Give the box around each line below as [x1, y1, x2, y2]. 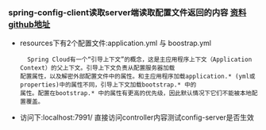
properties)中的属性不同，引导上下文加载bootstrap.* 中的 [19, 81, 197, 89]
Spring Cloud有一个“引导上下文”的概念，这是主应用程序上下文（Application [27, 55, 253, 64]
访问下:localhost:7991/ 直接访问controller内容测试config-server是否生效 [19, 113, 254, 122]
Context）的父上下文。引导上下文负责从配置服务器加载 [19, 64, 175, 72]
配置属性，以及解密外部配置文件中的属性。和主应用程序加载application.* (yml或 [19, 73, 256, 81]
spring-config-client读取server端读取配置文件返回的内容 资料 [8, 6, 247, 17]
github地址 [8, 18, 51, 29]
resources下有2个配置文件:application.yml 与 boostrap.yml [19, 38, 212, 48]
